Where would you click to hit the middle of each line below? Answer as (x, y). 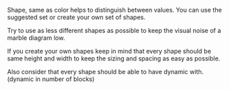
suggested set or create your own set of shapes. (76, 17)
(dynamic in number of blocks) (51, 79)
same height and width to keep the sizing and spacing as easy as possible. (114, 58)
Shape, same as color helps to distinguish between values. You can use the (115, 10)
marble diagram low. (36, 38)
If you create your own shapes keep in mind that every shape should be (109, 51)
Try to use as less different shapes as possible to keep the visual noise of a (114, 31)
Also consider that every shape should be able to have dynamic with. (106, 72)
